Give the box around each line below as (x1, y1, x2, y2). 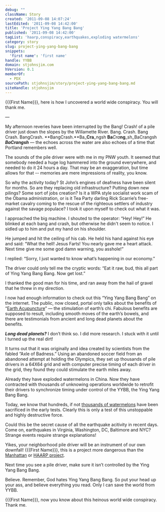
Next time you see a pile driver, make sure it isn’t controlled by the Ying (5, 462, 149, 467)
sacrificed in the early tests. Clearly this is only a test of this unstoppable (5, 407, 153, 413)
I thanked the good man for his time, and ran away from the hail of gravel (5, 280, 153, 286)
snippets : (5, 48, 26, 53)
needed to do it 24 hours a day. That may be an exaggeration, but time (5, 164, 148, 171)
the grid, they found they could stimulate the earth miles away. (5, 367, 132, 372)
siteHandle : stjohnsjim (5, 85, 54, 91)
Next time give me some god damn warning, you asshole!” (5, 246, 124, 252)
